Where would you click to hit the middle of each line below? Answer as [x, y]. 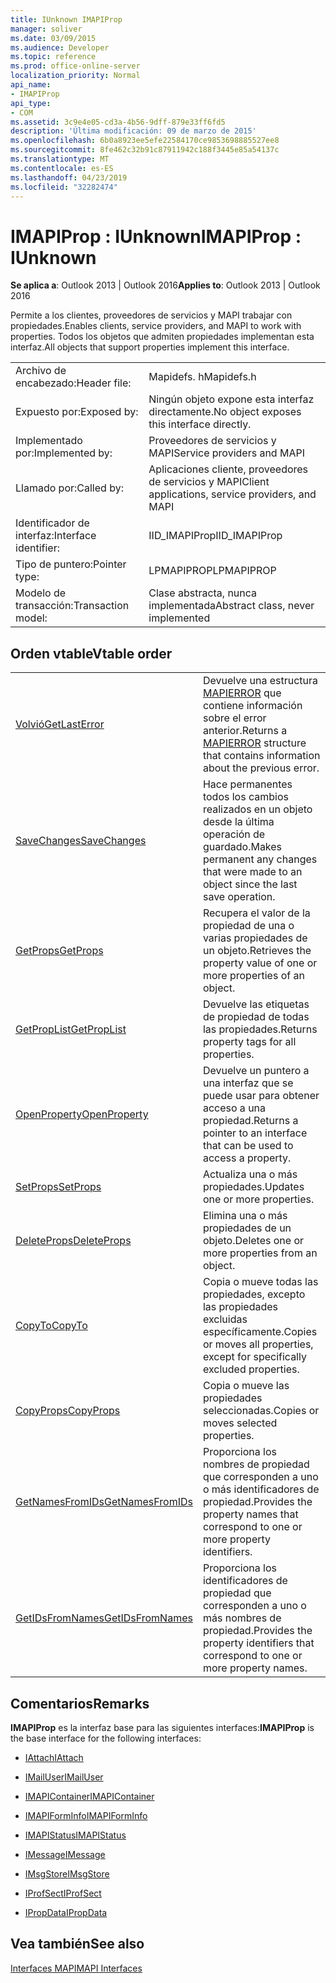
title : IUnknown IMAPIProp [66, 19]
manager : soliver [46, 29]
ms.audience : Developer [60, 47]
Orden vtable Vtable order [91, 653]
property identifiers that [258, 1643]
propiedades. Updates [253, 1187]
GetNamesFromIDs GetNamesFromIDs [104, 1502]
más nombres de [242, 1618]
